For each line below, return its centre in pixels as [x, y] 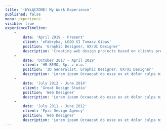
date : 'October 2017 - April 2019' [60, 60]
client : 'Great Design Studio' [55, 88]
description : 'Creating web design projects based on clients [88, 51]
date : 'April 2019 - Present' [54, 38]
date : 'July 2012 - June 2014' [55, 83]
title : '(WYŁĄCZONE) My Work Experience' [48, 10]
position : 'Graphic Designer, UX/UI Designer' [72, 46]
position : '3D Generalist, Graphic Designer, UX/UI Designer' [88, 70]
